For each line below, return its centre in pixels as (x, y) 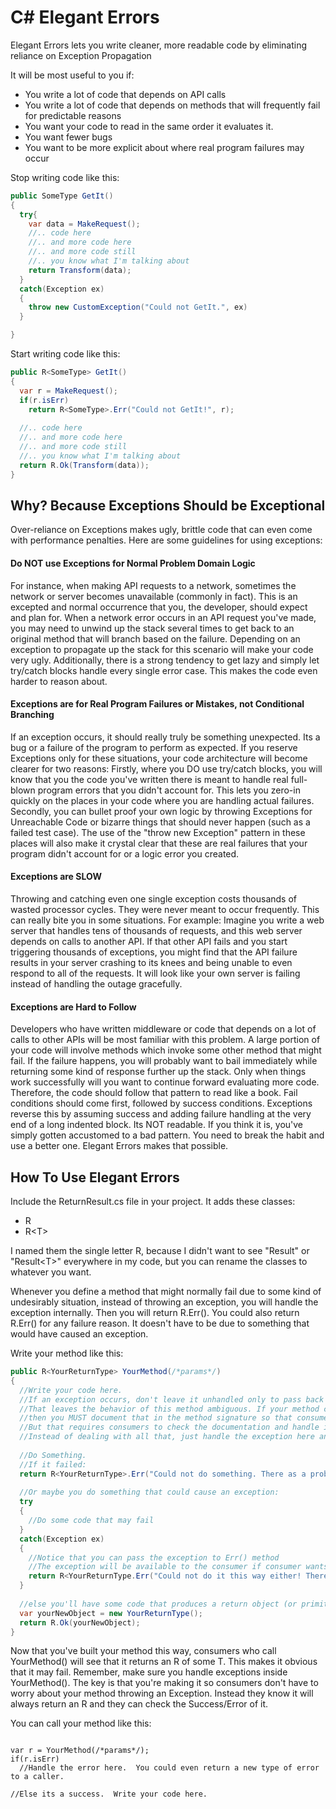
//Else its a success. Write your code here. (109, 1794)
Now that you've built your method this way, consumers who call (143, 1651)
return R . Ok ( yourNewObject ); (80, 1622)
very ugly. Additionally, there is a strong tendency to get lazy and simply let (165, 660)
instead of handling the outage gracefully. (96, 983)
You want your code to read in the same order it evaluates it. (149, 126)
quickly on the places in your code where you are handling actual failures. (162, 800)
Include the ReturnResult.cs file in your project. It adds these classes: (153, 1201)
